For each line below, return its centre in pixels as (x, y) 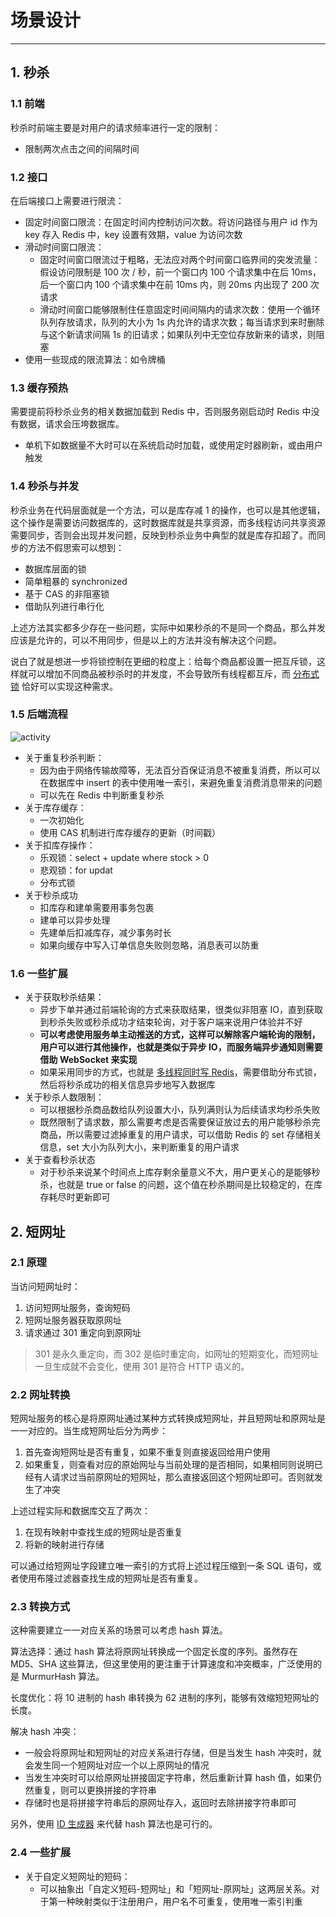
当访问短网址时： (45, 1286)
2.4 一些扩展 (41, 1853)
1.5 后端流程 (39, 714)
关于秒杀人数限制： (64, 1097)
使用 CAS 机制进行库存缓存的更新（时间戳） (130, 832)
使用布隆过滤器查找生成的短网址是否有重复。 (110, 1578)
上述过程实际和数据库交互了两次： (80, 1511)
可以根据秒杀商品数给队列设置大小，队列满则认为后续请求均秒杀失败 (180, 1110)
